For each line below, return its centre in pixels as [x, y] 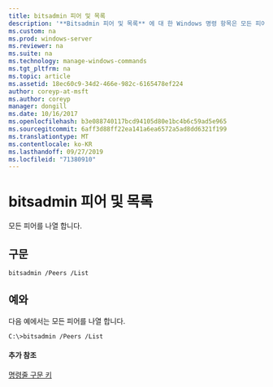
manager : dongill [38, 106]
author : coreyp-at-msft [49, 91]
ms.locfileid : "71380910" [52, 159]
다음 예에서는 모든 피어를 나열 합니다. [67, 320]
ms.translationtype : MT [49, 136]
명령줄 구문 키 [30, 375]
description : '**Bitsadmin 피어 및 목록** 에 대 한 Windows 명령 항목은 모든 [130, 24]
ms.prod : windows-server [50, 39]
